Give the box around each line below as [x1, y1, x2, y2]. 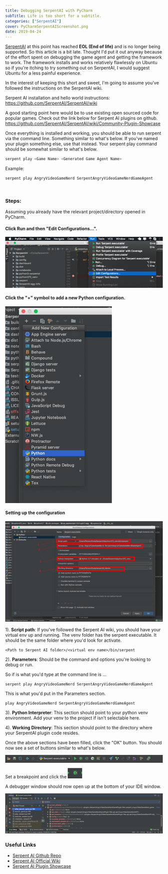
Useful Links [5, 841, 36, 848]
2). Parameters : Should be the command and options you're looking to [5, 656, 151, 663]
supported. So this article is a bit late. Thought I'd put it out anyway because [5, 49, 162, 55]
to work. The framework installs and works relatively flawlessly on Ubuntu [5, 60, 157, 66]
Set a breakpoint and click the [5, 774, 67, 780]
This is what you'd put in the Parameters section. [5, 691, 106, 697]
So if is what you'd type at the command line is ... [5, 671, 106, 678]
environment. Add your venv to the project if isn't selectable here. [5, 715, 140, 721]
